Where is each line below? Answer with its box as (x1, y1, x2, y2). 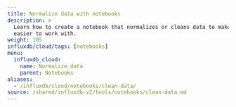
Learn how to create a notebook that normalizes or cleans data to (13, 23, 216, 30)
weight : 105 (7, 37, 42, 44)
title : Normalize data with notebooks (7, 10, 121, 18)
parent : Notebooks (20, 69, 74, 76)
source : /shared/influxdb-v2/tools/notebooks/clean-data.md (7, 89, 188, 96)
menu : (7, 50, 23, 57)
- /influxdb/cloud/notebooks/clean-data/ (13, 82, 137, 89)
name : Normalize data (20, 63, 83, 70)
